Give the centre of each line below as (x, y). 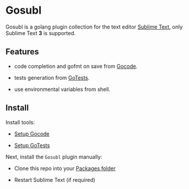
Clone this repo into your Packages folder (65, 168)
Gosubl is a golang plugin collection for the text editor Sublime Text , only (94, 27)
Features (22, 52)
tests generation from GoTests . (52, 77)
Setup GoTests (32, 145)
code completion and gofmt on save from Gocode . (76, 66)
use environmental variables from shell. (62, 89)
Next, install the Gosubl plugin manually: (54, 157)
